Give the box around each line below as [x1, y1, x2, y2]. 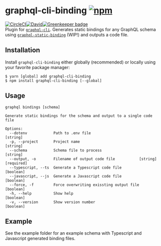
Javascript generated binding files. [5, 236, 76, 242]
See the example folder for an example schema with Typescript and [5, 230, 142, 236]
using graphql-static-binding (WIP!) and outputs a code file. [5, 32, 129, 37]
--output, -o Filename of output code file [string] [9, 156, 157, 161]
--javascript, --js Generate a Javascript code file [9, 174, 122, 178]
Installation [5, 46, 40, 54]
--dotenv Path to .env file [9, 131, 91, 136]
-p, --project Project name [9, 139, 80, 144]
